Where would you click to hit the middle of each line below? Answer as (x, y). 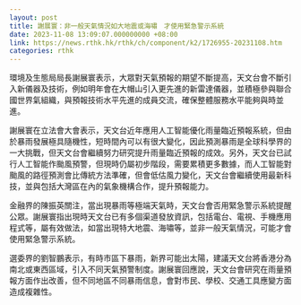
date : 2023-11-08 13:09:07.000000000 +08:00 (94, 34)
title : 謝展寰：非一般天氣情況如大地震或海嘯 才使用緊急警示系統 (117, 26)
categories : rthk (42, 51)
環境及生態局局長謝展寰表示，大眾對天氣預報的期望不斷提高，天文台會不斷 (146, 78)
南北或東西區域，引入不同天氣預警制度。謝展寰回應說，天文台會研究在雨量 (146, 269)
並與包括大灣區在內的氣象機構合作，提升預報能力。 (119, 187)
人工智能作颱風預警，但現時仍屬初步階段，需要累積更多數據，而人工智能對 (154, 164)
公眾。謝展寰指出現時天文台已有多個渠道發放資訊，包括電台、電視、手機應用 (150, 217)
